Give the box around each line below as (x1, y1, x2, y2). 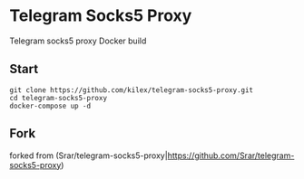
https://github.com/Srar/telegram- (167, 150, 295, 161)
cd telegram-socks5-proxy (9, 93, 107, 102)
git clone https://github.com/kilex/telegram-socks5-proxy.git (9, 85, 254, 95)
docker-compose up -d (9, 101, 92, 110)
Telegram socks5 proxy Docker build (9, 35, 147, 46)
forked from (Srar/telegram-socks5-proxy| (9, 150, 168, 161)
